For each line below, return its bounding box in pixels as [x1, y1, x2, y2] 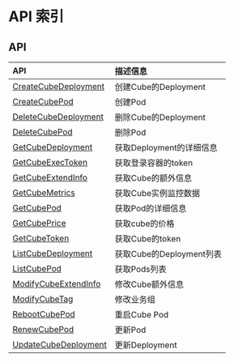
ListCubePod [12, 263, 62, 274]
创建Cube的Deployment [114, 82, 206, 92]
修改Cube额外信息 [114, 279, 185, 290]
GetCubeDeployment [12, 142, 93, 152]
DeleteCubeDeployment [12, 111, 104, 122]
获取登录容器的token [114, 157, 193, 168]
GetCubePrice [12, 218, 66, 228]
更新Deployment [114, 339, 177, 351]
